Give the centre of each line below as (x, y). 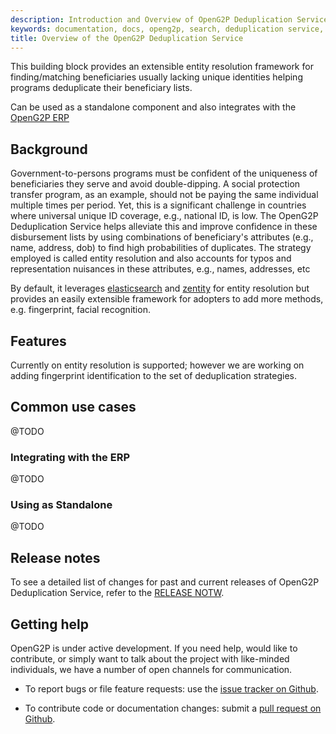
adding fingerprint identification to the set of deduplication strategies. (154, 375)
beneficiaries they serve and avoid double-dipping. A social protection (155, 184)
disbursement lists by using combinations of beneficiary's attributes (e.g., (162, 237)
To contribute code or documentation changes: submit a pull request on (173, 708)
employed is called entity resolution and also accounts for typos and (151, 258)
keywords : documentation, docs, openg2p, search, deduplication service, (167, 29)
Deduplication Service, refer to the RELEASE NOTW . (117, 593)
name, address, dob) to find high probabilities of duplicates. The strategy (161, 248)
